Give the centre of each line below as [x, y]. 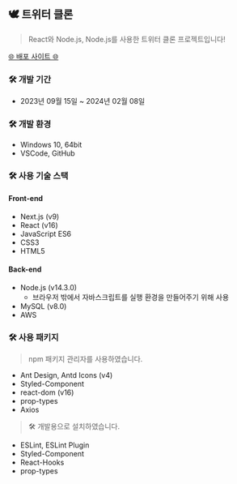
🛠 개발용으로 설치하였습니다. [74, 426]
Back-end [25, 269]
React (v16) [39, 225]
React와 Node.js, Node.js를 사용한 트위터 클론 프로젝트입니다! [127, 39]
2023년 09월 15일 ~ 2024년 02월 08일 [83, 101]
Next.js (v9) [40, 216]
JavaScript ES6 [46, 233]
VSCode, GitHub [47, 153]
